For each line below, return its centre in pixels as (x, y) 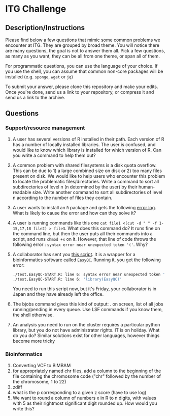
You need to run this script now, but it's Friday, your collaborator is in (84, 289)
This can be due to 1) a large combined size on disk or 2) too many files (87, 171)
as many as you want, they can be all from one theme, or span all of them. (82, 56)
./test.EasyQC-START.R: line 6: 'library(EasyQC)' (67, 279)
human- (147, 187)
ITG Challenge (36, 9)
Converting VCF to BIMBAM (42, 365)
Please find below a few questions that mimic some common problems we (83, 40)
